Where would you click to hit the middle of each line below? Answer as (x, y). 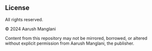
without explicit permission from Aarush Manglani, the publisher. (70, 43)
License (17, 8)
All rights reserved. (24, 19)
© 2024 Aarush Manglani (30, 29)
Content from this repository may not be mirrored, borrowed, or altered (76, 38)
